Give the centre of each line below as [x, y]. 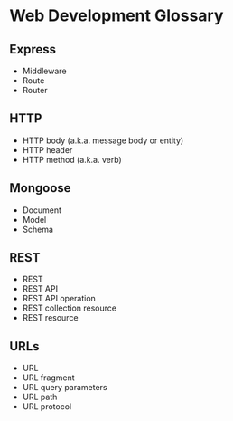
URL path [40, 397]
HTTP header [47, 149]
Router [35, 90]
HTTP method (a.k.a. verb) [72, 159]
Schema [38, 229]
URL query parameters [65, 388]
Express [33, 49]
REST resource [50, 318]
